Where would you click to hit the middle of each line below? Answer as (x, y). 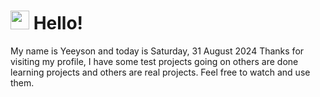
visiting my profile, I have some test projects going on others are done (154, 61)
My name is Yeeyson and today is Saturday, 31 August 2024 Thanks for (157, 51)
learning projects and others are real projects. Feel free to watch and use (160, 72)
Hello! (58, 23)
